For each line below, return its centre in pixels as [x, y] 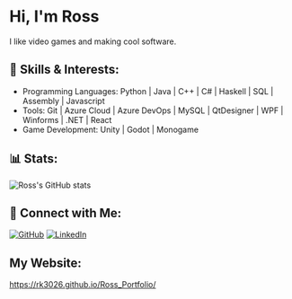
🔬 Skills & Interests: [64, 70]
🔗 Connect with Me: [66, 213]
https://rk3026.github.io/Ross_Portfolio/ [83, 285]
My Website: [46, 263]
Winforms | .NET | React [67, 119]
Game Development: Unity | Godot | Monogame [111, 129]
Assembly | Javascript [63, 101]
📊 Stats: [34, 159]
